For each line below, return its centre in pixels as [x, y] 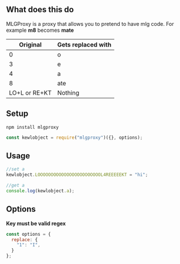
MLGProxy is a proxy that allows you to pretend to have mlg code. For [90, 24]
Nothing [68, 92]
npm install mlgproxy [33, 127]
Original [30, 45]
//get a [16, 186]
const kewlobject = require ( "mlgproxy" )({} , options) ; [74, 138]
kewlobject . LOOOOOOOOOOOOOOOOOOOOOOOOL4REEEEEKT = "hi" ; [77, 175]
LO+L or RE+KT [30, 92]
